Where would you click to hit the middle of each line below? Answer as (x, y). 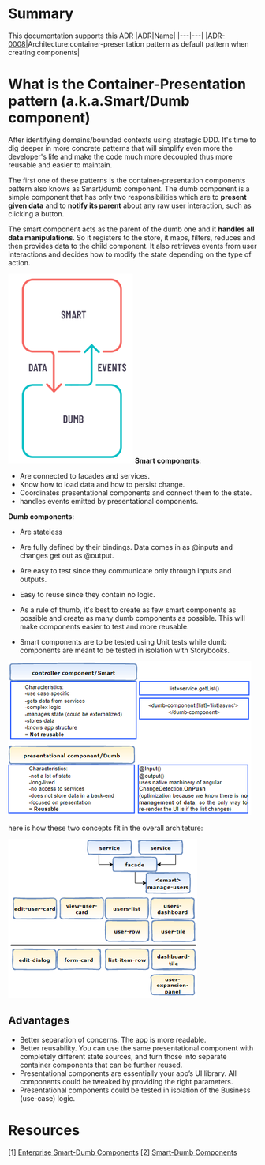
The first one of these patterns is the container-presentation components (127, 180)
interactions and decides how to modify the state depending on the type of (130, 254)
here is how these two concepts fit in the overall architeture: (106, 828)
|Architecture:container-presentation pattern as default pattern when (137, 43)
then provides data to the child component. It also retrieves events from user (132, 246)
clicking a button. (36, 213)
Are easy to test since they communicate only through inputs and (125, 570)
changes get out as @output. (67, 555)
